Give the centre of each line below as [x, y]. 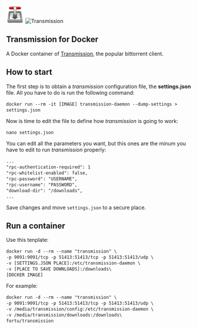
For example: [22, 286]
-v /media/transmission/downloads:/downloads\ [64, 315]
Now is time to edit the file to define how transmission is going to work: [92, 121]
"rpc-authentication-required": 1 [49, 167]
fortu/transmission [30, 321]
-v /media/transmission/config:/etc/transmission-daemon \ [80, 309]
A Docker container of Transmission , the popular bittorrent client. [85, 54]
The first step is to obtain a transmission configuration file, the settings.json [98, 86]
